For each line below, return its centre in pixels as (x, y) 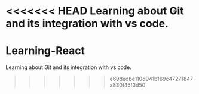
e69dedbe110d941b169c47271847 (151, 79)
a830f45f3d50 (128, 85)
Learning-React (45, 51)
